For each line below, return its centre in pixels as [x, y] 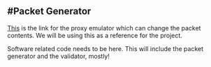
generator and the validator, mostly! [59, 56]
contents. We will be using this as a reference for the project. [95, 35]
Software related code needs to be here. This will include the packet [105, 48]
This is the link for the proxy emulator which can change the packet [104, 28]
